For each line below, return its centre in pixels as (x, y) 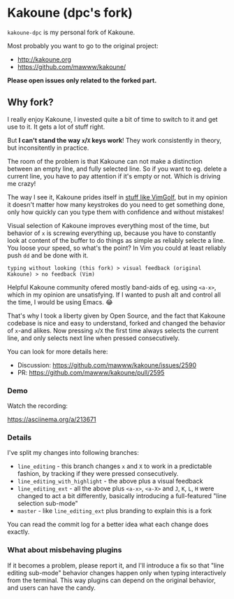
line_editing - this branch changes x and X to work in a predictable (115, 466)
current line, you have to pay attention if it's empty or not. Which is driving (114, 176)
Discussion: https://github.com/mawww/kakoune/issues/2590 (107, 365)
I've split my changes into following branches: (73, 453)
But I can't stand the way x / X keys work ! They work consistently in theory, (115, 140)
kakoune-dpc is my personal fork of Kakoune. (71, 32)
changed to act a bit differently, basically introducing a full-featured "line (122, 496)
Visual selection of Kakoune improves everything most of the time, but (108, 225)
